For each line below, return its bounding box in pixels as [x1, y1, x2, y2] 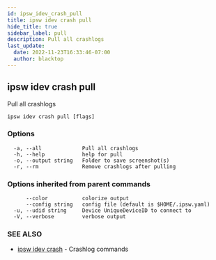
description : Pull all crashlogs [7, 36, 105, 43]
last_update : [7, 42, 45, 49]
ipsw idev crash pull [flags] [7, 113, 95, 120]
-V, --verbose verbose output [13, 213, 127, 220]
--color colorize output [25, 195, 130, 202]
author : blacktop [13, 56, 64, 63]
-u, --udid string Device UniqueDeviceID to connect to [13, 207, 192, 214]
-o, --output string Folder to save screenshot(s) [13, 157, 170, 164]
